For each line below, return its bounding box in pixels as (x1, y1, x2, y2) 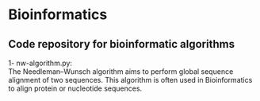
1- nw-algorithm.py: (8, 58, 73, 68)
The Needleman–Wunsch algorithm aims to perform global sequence (8, 67, 234, 76)
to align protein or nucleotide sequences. (8, 84, 143, 93)
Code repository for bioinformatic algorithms (8, 37, 235, 51)
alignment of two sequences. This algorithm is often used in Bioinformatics (8, 76, 253, 84)
